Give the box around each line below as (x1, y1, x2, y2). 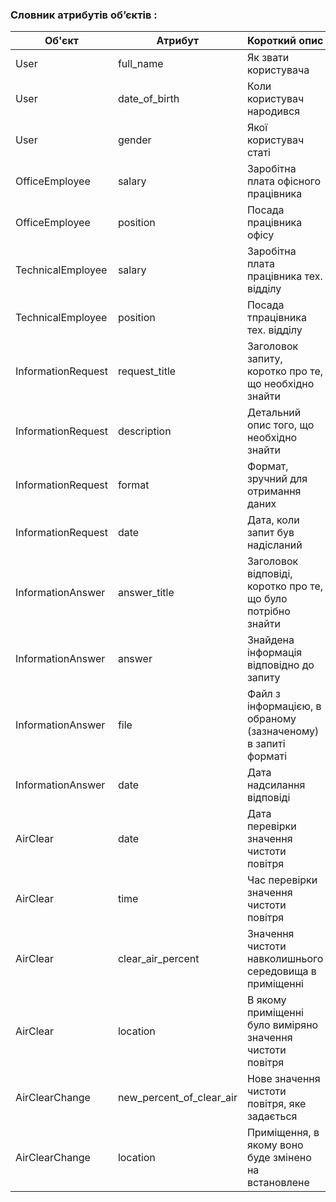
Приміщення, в (246, 1126, 320, 1140)
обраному (246, 712, 297, 726)
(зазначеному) (246, 724, 320, 738)
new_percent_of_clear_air (117, 1091, 238, 1105)
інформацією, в (246, 699, 322, 713)
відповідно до (246, 658, 315, 672)
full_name (117, 57, 164, 71)
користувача (246, 63, 310, 77)
